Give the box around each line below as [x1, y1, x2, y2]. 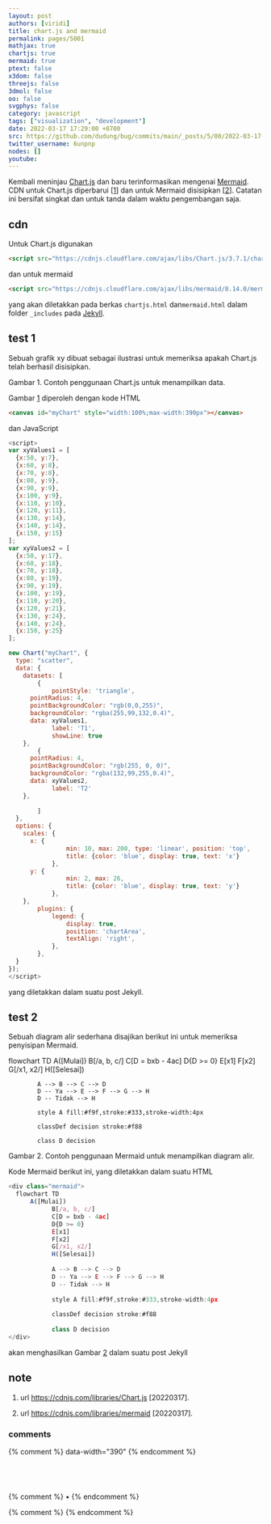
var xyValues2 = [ [8, 544, 70, 552]
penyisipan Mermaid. [8, 1040, 79, 1050]
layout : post [8, 11, 52, 20]
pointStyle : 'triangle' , [51, 687, 135, 695]
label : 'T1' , [51, 724, 95, 732]
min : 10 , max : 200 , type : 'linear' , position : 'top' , [65, 845, 251, 853]
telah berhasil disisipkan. [8, 362, 91, 371]
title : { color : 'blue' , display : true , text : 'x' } [65, 852, 240, 860]
